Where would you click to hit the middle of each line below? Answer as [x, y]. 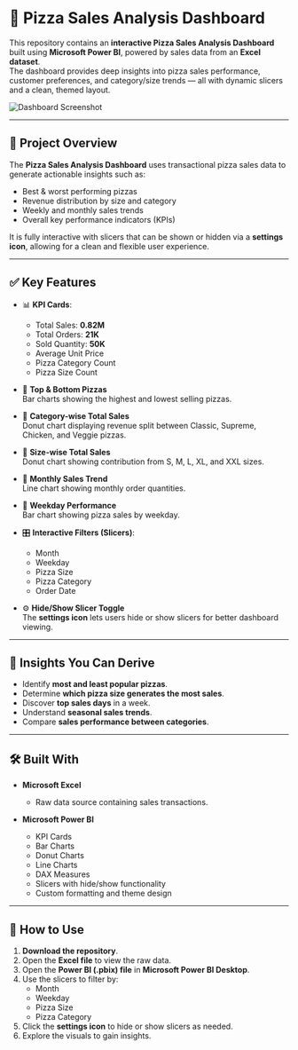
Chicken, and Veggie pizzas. [74, 435]
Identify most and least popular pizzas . [95, 684]
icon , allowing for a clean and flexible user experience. [110, 246]
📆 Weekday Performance [69, 505]
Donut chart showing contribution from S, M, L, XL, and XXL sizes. [143, 462]
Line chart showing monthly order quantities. [104, 488]
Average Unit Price [70, 353]
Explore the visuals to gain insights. [86, 1036]
